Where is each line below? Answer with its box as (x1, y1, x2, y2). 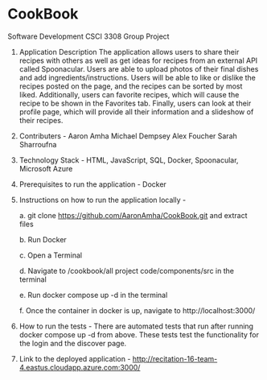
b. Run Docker (18, 234, 68, 244)
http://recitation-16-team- (132, 353, 218, 363)
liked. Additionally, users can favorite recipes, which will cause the (18, 89, 240, 99)
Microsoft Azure (18, 163, 73, 173)
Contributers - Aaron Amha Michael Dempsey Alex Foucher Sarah (18, 130, 238, 141)
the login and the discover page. (18, 338, 127, 348)
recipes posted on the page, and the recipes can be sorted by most (18, 81, 243, 91)
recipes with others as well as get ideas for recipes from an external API (18, 56, 258, 65)
